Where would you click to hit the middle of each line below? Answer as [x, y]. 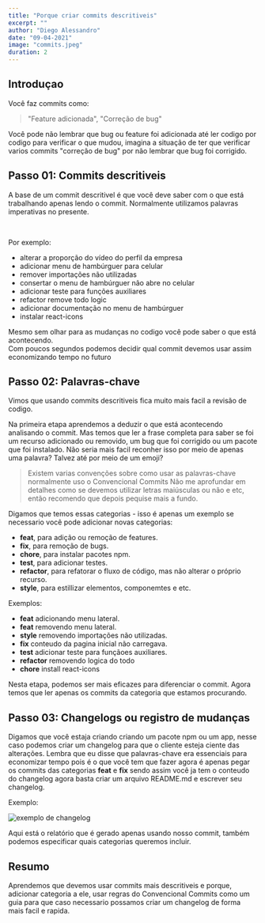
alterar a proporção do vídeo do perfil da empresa [101, 257]
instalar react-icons [51, 316]
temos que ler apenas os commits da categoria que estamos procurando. [128, 693]
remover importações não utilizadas [78, 274]
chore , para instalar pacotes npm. [75, 554]
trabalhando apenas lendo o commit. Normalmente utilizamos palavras [123, 203]
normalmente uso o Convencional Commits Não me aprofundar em [137, 482]
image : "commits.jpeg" [45, 45]
